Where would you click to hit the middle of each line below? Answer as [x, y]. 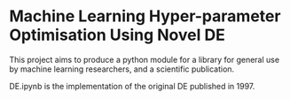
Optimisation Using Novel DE [118, 35]
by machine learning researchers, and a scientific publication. [122, 69]
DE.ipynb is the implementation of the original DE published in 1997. [132, 86]
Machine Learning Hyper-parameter [145, 16]
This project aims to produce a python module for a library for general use [145, 59]
